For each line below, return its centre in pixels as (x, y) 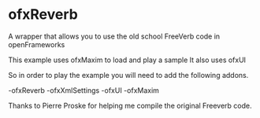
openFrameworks (37, 44)
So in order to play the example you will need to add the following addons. (128, 75)
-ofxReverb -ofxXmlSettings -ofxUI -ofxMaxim (84, 90)
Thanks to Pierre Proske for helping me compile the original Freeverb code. (130, 105)
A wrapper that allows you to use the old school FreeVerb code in (114, 36)
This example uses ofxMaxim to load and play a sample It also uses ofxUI (127, 60)
